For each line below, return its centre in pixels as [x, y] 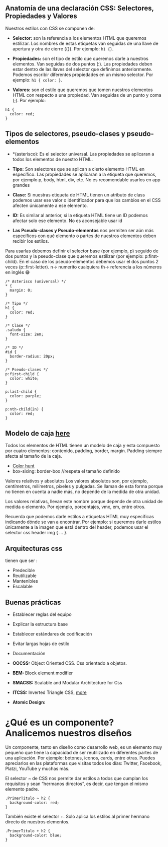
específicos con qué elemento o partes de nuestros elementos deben [84, 236]
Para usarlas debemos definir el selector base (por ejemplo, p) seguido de [82, 251]
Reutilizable [24, 576]
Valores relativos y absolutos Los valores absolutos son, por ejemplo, [76, 481]
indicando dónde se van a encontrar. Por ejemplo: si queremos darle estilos [83, 522]
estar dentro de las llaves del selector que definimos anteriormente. [82, 69]
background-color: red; [34, 803]
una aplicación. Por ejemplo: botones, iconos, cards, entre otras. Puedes [80, 758]
